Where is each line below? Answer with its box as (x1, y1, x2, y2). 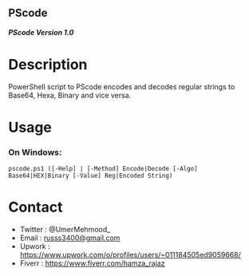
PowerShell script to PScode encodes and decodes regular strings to (8, 81, 235, 91)
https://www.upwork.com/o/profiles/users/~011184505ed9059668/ (19, 250, 241, 260)
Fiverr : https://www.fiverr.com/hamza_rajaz (19, 258, 165, 268)
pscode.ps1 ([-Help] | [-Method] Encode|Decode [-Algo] (8, 165, 198, 173)
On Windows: (8, 147, 62, 158)
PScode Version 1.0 (8, 27, 74, 37)
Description (8, 56, 88, 73)
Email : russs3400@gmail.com (19, 233, 121, 242)
